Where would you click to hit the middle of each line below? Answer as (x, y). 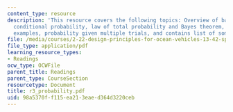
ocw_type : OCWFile (34, 65)
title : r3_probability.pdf (46, 91)
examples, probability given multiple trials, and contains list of (114, 33)
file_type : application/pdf (48, 46)
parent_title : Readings (42, 72)
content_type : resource (42, 14)
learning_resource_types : (44, 53)
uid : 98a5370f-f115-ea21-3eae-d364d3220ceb (71, 98)
